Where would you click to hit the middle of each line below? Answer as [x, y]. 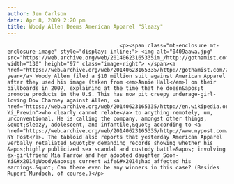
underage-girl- [194, 95]
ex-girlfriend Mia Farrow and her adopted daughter [84, 155]
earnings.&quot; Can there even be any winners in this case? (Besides [113, 168]
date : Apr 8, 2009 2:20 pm [46, 20]
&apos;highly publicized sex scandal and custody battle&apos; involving [117, 149]
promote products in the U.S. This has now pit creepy [88, 95]
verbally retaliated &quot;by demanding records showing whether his [110, 144]
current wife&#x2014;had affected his [135, 162]
